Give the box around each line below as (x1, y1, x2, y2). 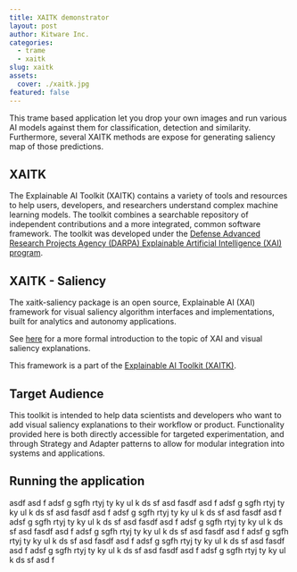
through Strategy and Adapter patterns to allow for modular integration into (9, 438, 285, 449)
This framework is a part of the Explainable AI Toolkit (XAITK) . (9, 360, 237, 371)
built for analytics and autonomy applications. (9, 316, 177, 327)
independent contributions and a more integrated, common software (9, 219, 261, 230)
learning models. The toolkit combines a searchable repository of (9, 209, 249, 220)
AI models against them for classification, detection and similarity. (9, 122, 252, 132)
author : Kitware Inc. (9, 29, 90, 38)
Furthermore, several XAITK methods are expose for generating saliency (9, 131, 276, 142)
